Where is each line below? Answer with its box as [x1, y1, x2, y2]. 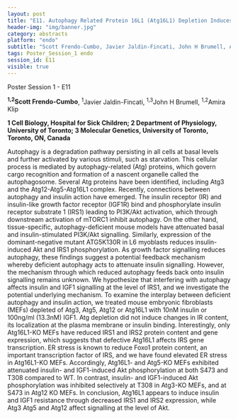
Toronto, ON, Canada [7, 134, 71, 143]
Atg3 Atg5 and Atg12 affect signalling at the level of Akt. [7, 403, 170, 412]
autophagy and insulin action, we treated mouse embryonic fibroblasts [7, 298, 213, 307]
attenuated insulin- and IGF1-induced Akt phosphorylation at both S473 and [7, 366, 228, 374]
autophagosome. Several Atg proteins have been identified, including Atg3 [7, 178, 225, 186]
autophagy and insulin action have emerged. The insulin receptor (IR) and [7, 193, 222, 201]
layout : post [7, 10, 46, 18]
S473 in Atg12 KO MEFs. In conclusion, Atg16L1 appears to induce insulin [7, 389, 220, 397]
